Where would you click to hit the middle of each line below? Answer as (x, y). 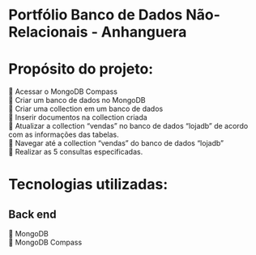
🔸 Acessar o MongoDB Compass (63, 91)
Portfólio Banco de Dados (96, 15)
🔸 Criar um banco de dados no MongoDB (77, 100)
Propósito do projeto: (81, 69)
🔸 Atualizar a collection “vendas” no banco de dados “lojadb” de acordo (128, 126)
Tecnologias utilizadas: (88, 185)
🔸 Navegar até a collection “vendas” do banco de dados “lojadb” (116, 143)
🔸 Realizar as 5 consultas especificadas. (76, 152)
